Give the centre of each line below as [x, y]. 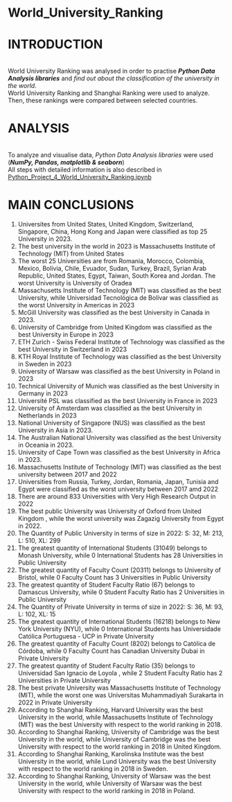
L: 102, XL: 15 [37, 614]
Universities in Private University [64, 680]
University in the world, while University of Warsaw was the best [110, 783]
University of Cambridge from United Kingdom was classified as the [115, 327]
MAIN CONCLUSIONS [71, 205]
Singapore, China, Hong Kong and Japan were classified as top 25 [113, 231]
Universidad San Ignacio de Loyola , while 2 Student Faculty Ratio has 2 [120, 673]
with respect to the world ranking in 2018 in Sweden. [93, 769]
